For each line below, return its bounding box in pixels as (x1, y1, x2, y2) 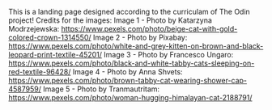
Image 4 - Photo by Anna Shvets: (72, 67, 184, 76)
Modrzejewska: (8, 24, 60, 33)
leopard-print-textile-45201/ (8, 50, 103, 59)
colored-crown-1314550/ (8, 32, 91, 42)
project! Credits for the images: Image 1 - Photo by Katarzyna (8, 15, 213, 25)
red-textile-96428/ (8, 67, 71, 76)
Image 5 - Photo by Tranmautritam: (43, 84, 160, 94)
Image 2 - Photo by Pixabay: (92, 32, 188, 42)
